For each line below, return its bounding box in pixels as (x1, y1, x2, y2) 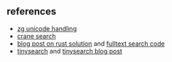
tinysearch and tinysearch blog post (16, 46, 122, 55)
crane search (16, 32, 56, 40)
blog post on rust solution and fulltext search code (16, 39, 165, 48)
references (6, 6, 57, 18)
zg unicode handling (16, 24, 77, 32)
